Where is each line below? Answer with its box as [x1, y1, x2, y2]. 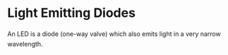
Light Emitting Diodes [7, 5, 136, 21]
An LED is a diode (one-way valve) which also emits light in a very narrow [7, 30, 221, 38]
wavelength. [7, 39, 44, 48]
